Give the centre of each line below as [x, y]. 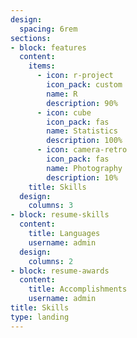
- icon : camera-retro [82, 150]
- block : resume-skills [60, 215]
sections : [31, 38]
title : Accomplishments [78, 289]
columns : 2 [51, 261]
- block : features [48, 47]
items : [42, 66]
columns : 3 [51, 206]
